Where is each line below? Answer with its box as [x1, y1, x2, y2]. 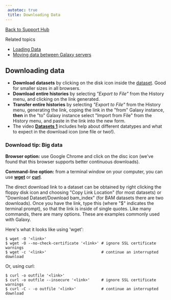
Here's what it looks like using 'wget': [5, 226, 84, 233]
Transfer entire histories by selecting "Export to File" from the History [12, 102, 161, 108]
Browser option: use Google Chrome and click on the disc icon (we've [5, 153, 154, 159]
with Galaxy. [5, 216, 32, 222]
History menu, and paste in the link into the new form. [12, 118, 126, 124]
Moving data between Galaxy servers [12, 52, 92, 58]
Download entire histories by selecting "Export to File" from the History [12, 90, 164, 97]
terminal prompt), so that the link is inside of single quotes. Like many [5, 205, 152, 212]
